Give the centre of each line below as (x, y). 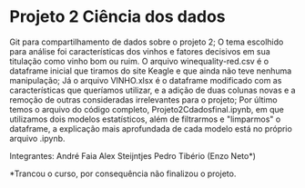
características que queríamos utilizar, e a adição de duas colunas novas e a (152, 90)
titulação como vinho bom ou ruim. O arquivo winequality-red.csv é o (139, 61)
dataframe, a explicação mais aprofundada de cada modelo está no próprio (151, 128)
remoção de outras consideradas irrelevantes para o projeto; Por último (143, 99)
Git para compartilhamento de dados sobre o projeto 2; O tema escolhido (147, 42)
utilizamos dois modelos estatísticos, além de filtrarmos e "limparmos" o (145, 119)
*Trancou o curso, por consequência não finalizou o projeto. (123, 173)
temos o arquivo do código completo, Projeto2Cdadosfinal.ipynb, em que (147, 109)
